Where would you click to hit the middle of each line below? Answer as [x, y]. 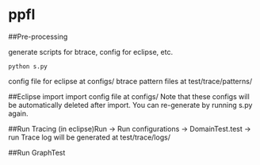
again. [19, 113]
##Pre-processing [38, 36]
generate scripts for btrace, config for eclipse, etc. [90, 52]
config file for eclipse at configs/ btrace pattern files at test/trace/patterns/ [130, 81]
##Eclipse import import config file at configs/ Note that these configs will [129, 96]
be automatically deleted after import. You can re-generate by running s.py [130, 105]
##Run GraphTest [37, 152]
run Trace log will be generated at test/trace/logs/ [89, 137]
